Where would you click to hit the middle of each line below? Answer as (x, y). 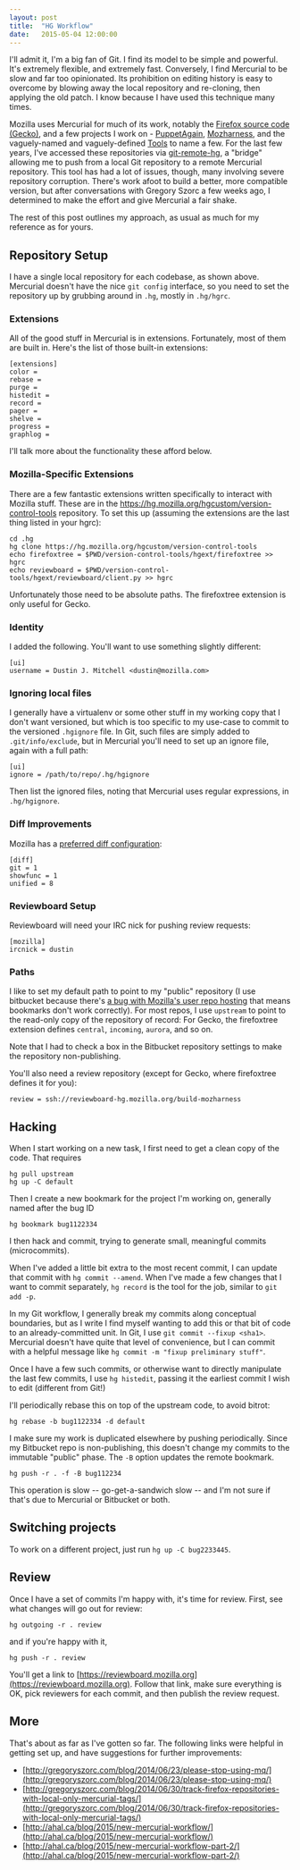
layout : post (33, 17)
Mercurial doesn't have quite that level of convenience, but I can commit (142, 1343)
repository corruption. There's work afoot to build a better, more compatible (149, 181)
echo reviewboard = (46, 570)
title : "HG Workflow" (51, 26)
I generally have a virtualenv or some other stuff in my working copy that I (145, 712)
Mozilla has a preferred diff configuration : (86, 843)
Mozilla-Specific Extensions (71, 475)
